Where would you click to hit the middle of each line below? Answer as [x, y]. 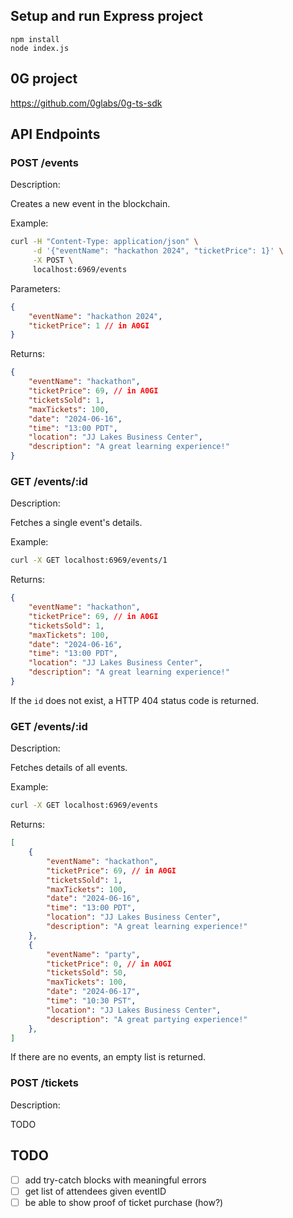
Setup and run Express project [107, 16]
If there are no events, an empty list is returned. [108, 1057]
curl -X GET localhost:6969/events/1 [89, 560]
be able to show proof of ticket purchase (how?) [124, 1202]
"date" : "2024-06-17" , [93, 992]
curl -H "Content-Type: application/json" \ [104, 242]
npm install [35, 39]
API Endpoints [55, 134]
